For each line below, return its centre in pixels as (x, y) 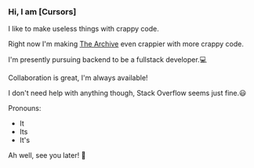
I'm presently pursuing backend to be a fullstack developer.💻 (107, 60)
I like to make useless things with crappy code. (83, 29)
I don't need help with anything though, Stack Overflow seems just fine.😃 (127, 93)
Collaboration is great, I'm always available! (78, 78)
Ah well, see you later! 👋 (47, 155)
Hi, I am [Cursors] (42, 12)
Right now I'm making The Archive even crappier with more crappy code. (126, 44)
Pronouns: (25, 108)
